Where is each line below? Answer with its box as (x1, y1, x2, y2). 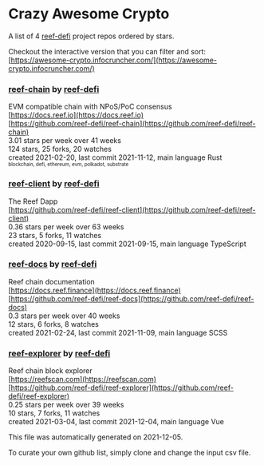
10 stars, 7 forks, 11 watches (8, 408, 100, 418)
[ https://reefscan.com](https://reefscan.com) (8, 375, 157, 384)
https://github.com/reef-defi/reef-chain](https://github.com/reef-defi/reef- (10, 119, 257, 129)
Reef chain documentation (8, 276, 96, 286)
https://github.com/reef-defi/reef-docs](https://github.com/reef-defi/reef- (10, 293, 254, 304)
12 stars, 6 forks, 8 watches (8, 319, 100, 328)
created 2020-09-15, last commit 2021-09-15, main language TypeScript (8, 239, 246, 248)
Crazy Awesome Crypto (8, 5, 170, 23)
